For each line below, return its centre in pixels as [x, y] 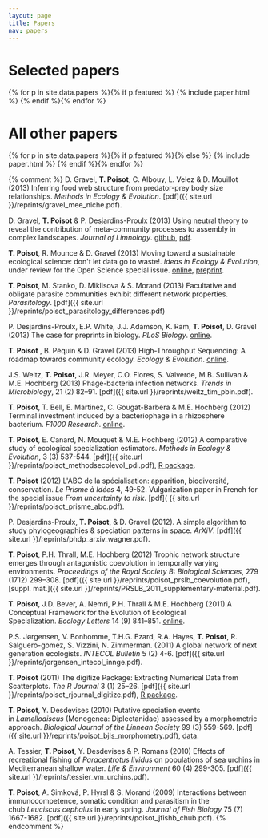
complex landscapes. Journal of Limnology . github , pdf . [100, 238]
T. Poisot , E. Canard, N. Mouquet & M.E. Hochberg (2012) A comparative [128, 440]
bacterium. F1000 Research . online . [67, 425]
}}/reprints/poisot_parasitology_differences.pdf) [87, 311]
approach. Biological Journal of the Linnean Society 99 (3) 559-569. [121, 727]
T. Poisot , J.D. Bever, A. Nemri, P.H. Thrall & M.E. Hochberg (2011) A [120, 604]
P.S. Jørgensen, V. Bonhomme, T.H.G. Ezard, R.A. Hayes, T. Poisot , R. [123, 637]
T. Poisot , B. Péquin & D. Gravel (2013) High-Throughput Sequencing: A [127, 351]
